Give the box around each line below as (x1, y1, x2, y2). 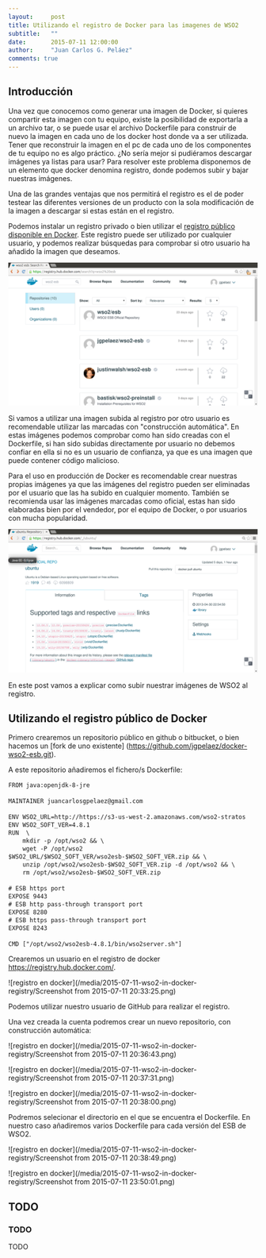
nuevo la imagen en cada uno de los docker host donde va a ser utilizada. (8, 131, 249, 141)
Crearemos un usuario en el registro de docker (8, 954, 161, 964)
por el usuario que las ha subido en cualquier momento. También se (8, 488, 230, 498)
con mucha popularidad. (8, 513, 89, 523)
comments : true (8, 55, 59, 63)
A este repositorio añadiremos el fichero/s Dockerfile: (8, 765, 183, 774)
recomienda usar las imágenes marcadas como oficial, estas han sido (8, 496, 236, 506)
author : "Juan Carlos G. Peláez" (8, 46, 133, 55)
